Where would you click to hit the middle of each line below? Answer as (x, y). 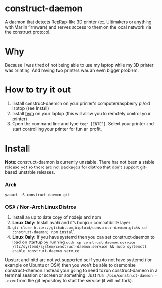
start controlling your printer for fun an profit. (57, 129)
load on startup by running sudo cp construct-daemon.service (74, 242)
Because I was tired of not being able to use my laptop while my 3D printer (79, 65)
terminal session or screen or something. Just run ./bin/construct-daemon (79, 275)
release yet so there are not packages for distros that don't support (72, 167)
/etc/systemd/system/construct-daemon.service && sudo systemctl (79, 247)
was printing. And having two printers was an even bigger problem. (72, 70)
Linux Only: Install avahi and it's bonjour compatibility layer (71, 223)
